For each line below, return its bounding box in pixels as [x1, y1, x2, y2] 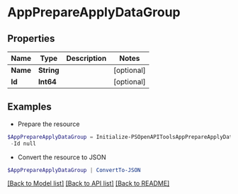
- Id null [10, 139, 37, 147]
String [38, 65, 59, 75]
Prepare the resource [17, 120, 80, 128]
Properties [7, 33, 55, 45]
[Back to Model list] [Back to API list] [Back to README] [7, 179, 170, 188]
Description [66, 54, 107, 63]
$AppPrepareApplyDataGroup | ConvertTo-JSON [7, 166, 141, 173]
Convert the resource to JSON [17, 153, 106, 161]
